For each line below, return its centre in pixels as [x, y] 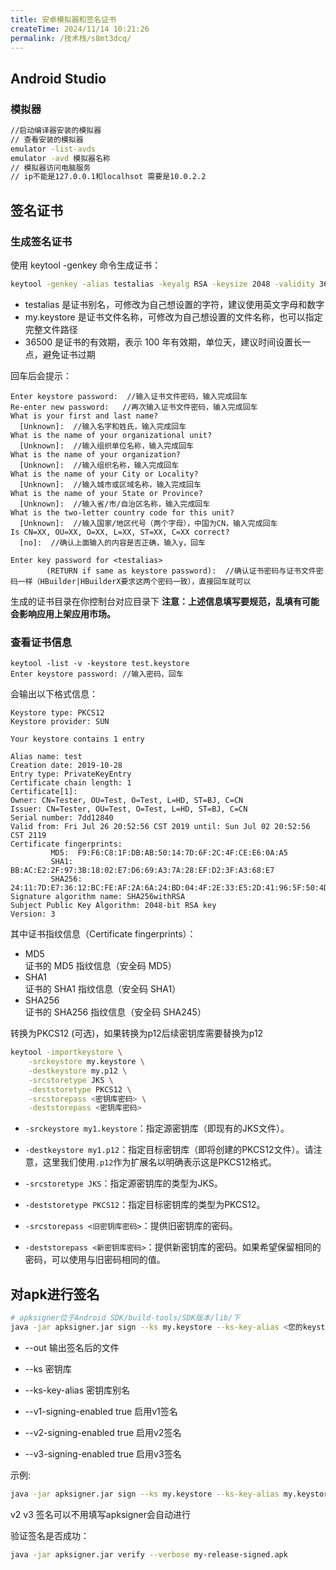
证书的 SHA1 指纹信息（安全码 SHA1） [103, 989]
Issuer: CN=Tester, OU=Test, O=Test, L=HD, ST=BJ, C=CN [129, 809]
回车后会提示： [41, 375]
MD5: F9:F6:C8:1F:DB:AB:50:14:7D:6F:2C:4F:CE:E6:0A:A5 [169, 853]
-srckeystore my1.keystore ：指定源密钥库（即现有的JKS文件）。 [157, 1128]
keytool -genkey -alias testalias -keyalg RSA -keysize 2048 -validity [162, 284]
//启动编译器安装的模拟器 [56, 131]
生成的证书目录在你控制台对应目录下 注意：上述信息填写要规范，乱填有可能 [165, 601]
